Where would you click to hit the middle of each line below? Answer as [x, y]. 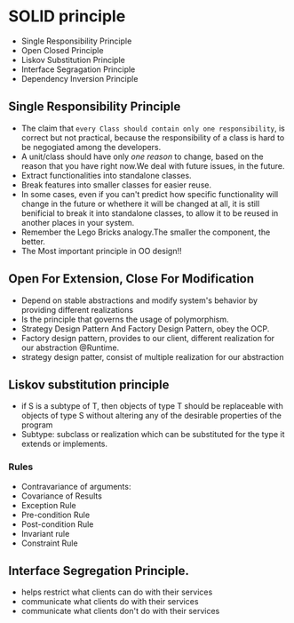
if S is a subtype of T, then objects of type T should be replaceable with [152, 406]
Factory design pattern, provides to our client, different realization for [148, 338]
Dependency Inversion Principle [79, 78]
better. [33, 241]
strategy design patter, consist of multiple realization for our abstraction [152, 356]
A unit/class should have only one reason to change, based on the [142, 156]
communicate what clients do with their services [110, 602]
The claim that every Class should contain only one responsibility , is [153, 128]
